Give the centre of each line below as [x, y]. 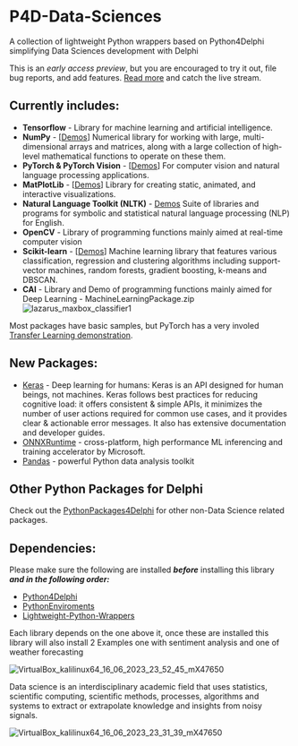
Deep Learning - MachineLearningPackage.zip [108, 298]
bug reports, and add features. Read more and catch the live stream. [136, 77]
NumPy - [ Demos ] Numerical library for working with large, [132, 137]
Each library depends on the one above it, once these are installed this [139, 633]
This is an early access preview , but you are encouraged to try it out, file [143, 68]
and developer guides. [64, 433]
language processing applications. [85, 175]
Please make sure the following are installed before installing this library [142, 570]
